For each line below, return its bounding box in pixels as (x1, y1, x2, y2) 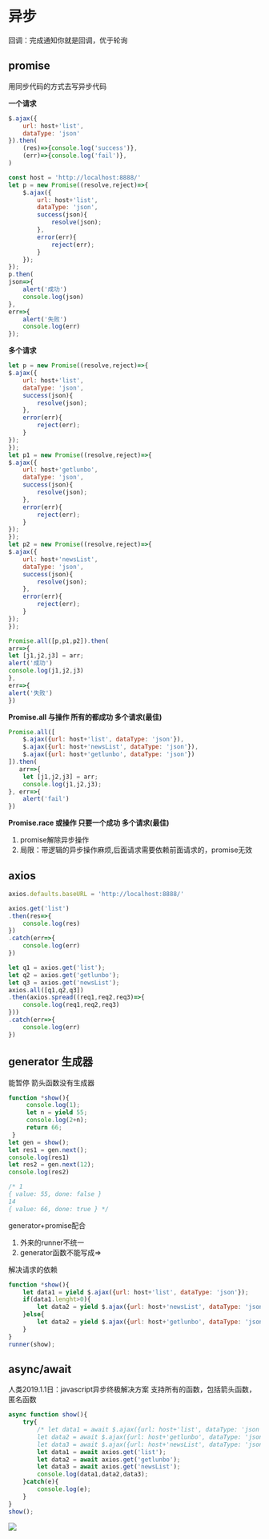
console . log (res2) (8, 1168, 70, 1177)
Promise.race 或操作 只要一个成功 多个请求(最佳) (8, 818, 170, 828)
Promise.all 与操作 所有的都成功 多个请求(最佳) (8, 712, 163, 721)
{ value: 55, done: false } (8, 1190, 102, 1198)
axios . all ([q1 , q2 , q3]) (8, 986, 84, 994)
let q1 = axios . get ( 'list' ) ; (8, 963, 106, 971)
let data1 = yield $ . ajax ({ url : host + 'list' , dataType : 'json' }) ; (22, 1288, 249, 1296)
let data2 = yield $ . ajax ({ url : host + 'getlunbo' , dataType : (37, 1318, 242, 1326)
